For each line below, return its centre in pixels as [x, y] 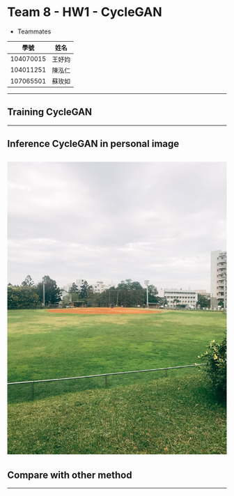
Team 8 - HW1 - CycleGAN [85, 12]
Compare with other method [70, 475]
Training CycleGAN [50, 112]
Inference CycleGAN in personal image [93, 144]
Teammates [34, 31]
